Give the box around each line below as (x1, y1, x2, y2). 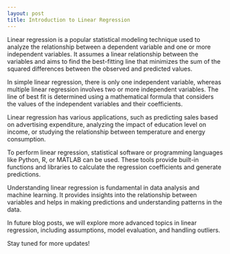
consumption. (7, 135, 46, 143)
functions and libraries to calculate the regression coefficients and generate (7, 163, 222, 171)
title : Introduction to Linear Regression (7, 16, 130, 23)
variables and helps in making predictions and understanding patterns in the (7, 198, 223, 206)
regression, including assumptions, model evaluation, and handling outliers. (7, 226, 221, 234)
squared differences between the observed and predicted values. (7, 65, 193, 73)
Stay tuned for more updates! (7, 239, 91, 247)
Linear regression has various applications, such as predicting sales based (7, 113, 218, 121)
